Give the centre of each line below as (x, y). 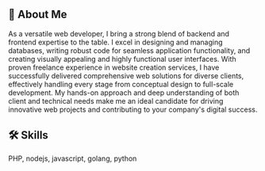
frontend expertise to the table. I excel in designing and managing (116, 42)
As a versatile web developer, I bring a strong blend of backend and (119, 33)
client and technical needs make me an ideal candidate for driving (116, 101)
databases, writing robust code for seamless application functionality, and (129, 50)
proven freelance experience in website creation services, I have (114, 67)
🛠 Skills (29, 135)
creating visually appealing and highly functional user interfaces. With (122, 59)
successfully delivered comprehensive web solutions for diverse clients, (126, 75)
